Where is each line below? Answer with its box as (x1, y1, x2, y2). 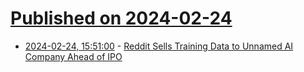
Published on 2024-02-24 (10, 7, 233, 30)
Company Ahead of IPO (24, 50, 123, 62)
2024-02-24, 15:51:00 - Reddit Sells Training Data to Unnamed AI (24, 40, 294, 52)
